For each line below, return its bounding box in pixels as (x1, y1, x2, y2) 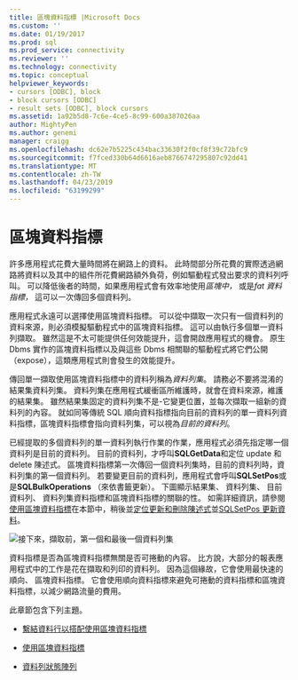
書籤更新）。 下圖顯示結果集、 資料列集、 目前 (116, 481, 283, 492)
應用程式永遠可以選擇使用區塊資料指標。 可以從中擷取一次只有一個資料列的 (9, 310, 284, 320)
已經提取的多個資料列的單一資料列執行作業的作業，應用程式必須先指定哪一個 (9, 437, 289, 447)
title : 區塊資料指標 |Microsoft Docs (9, 12, 141, 22)
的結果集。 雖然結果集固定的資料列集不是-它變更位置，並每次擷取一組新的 (9, 396, 279, 407)
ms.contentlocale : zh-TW (9, 170, 101, 178)
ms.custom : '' (9, 21, 62, 30)
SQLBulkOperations (17, 481, 91, 492)
